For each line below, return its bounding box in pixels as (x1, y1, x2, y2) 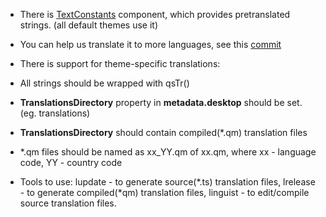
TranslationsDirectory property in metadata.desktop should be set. (19, 97, 303, 108)
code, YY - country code (19, 157, 123, 168)
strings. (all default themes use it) (19, 19, 159, 31)
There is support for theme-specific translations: (19, 58, 221, 69)
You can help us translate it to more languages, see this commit (19, 39, 282, 50)
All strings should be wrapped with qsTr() (19, 77, 190, 89)
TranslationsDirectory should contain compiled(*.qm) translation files (19, 127, 308, 138)
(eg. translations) (19, 107, 91, 119)
